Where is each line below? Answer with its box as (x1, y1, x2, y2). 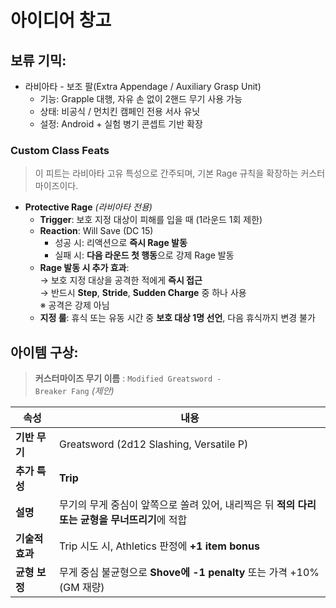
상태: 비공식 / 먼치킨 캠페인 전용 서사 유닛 (39, 106, 201, 117)
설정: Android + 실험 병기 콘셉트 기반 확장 (39, 118, 203, 130)
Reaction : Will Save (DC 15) (39, 225, 154, 237)
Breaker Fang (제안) (34, 385, 115, 397)
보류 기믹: (10, 52, 67, 69)
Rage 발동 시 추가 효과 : (39, 262, 130, 274)
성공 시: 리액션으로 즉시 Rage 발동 (54, 237, 188, 249)
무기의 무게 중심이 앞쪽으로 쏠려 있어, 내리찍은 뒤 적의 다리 (58, 498, 317, 512)
